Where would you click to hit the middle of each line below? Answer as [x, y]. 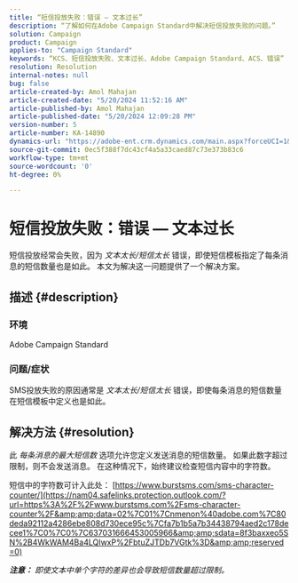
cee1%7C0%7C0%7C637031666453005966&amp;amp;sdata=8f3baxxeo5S [149, 532]
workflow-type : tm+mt [49, 158]
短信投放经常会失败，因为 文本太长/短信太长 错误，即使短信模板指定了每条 [145, 255]
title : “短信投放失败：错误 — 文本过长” [76, 17]
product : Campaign [43, 42]
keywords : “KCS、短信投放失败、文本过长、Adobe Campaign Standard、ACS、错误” [147, 59]
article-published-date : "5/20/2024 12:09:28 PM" [103, 116]
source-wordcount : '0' [51, 166]
